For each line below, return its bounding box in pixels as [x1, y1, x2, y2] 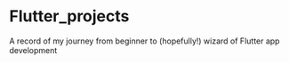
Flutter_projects [9, 6, 130, 27]
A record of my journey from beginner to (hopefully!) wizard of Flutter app [9, 35, 280, 46]
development [9, 44, 58, 55]
